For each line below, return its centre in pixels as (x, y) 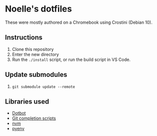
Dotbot (19, 113)
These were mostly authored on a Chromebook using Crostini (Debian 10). (79, 22)
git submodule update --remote (43, 87)
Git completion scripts (34, 118)
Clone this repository (33, 49)
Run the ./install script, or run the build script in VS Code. (71, 60)
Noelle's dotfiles (39, 9)
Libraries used (27, 101)
